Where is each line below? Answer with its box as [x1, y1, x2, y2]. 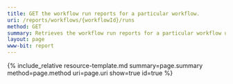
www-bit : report [7, 42, 54, 49]
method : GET [7, 23, 42, 30]
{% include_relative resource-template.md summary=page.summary [7, 62, 203, 69]
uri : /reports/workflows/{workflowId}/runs [7, 17, 135, 24]
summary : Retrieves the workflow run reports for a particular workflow [7, 29, 222, 37]
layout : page [7, 36, 45, 43]
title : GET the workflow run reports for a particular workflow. [7, 10, 200, 17]
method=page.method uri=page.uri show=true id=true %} [7, 69, 173, 77]
